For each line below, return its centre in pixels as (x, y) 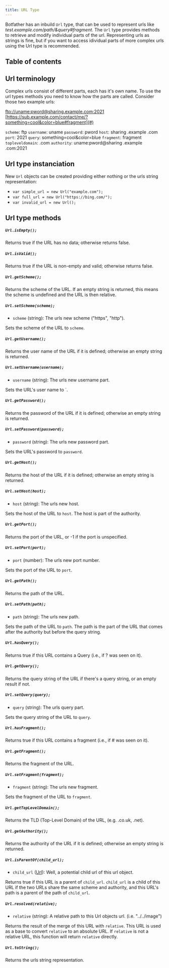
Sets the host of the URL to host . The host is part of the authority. (73, 513)
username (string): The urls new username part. (61, 380)
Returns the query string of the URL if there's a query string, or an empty (81, 679)
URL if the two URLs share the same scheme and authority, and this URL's (82, 888)
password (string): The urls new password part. (61, 442)
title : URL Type (22, 10)
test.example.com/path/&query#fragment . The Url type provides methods (82, 30)
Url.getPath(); (21, 581)
